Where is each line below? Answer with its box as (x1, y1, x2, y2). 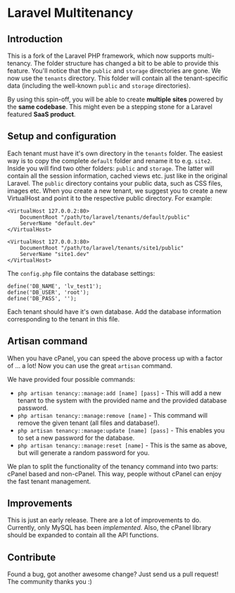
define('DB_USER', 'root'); (7, 288, 90, 296)
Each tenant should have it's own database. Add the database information (7, 307, 222, 316)
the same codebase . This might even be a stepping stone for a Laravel (7, 103, 212, 110)
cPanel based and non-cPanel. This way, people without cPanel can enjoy (7, 469, 222, 478)
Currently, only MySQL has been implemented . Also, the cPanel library (7, 523, 211, 532)
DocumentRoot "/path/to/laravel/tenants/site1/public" (20, 244, 184, 251)
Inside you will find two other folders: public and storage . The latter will (7, 164, 215, 172)
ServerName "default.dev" (20, 219, 96, 227)
